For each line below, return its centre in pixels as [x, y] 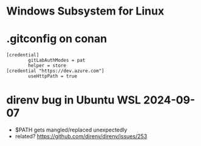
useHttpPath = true [53, 76]
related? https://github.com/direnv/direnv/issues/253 [81, 136]
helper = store [47, 66]
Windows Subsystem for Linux [85, 11]
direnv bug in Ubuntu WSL [74, 100]
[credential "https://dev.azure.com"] [55, 71]
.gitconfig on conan [57, 39]
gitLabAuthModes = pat [57, 61]
